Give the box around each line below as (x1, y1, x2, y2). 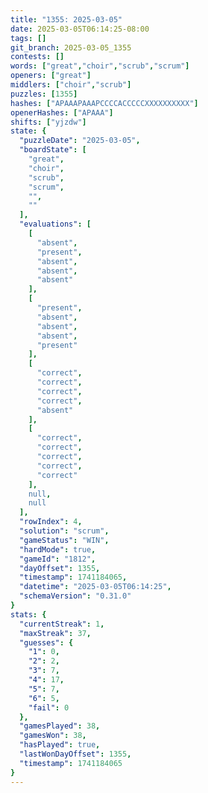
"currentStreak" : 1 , (19, 619, 105, 629)
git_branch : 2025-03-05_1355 (10, 42, 132, 53)
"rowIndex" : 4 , (19, 517, 83, 527)
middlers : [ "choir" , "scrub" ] (10, 80, 132, 90)
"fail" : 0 (28, 702, 70, 713)
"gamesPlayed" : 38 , (19, 721, 101, 731)
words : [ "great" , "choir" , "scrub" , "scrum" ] (10, 61, 190, 71)
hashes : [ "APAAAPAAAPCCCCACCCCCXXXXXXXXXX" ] (10, 98, 199, 108)
